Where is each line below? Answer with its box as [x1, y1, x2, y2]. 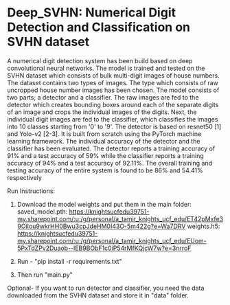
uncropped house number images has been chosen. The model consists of [7, 86, 220, 94]
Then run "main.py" [16, 270, 73, 279]
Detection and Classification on [7, 19, 191, 35]
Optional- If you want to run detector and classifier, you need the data [7, 284, 205, 292]
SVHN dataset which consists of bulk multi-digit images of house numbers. [7, 71, 220, 80]
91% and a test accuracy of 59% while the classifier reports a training [7, 151, 204, 159]
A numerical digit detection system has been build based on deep [7, 56, 193, 65]
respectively [7, 173, 43, 181]
